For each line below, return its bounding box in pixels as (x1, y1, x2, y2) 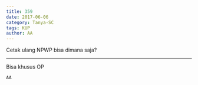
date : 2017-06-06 (6, 14, 49, 20)
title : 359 (6, 8, 33, 15)
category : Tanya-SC (6, 19, 54, 25)
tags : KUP (6, 25, 31, 31)
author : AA (6, 30, 33, 36)
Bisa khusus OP (6, 63, 44, 70)
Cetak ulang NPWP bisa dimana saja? (6, 46, 97, 53)
